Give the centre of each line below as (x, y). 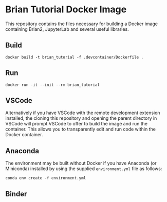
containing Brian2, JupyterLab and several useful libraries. (67, 29)
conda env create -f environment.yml (46, 178)
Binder (16, 194)
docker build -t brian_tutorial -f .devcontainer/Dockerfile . (75, 57)
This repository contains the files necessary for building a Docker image (82, 24)
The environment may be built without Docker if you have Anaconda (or (81, 163)
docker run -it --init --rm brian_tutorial (53, 85)
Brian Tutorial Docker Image (66, 10)
